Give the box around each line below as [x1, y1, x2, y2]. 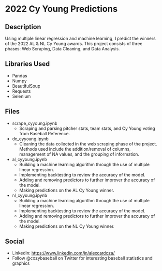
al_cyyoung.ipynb [12, 156, 47, 162]
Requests [12, 88, 31, 94]
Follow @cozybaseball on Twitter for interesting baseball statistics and [12, 255, 153, 261]
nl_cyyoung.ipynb [12, 192, 47, 198]
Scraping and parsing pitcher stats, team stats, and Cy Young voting [19, 125, 156, 131]
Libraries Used [5, 60, 50, 68]
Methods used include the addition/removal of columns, [19, 146, 131, 152]
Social [5, 238, 24, 246]
